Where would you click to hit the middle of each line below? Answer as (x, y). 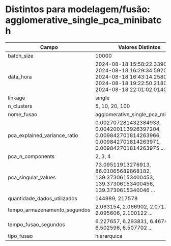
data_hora (20, 76)
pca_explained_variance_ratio (43, 135)
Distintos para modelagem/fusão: (78, 9)
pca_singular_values (32, 177)
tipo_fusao (20, 236)
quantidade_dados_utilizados (42, 198)
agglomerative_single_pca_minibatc (83, 20)
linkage (17, 98)
